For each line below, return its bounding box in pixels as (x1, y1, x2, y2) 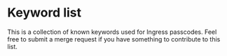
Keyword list (7, 5, 82, 21)
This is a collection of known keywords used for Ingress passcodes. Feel (7, 28, 217, 36)
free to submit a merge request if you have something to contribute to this (7, 35, 221, 43)
